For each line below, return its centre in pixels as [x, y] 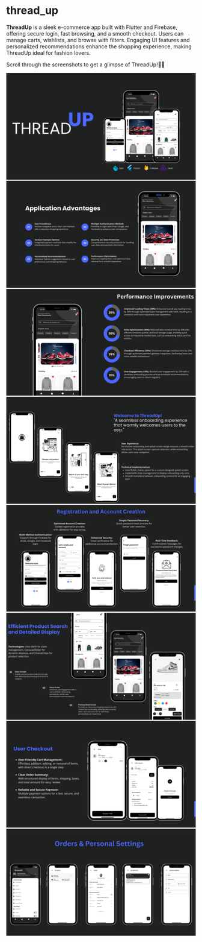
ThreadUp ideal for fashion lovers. [49, 52]
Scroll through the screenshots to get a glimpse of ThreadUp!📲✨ [86, 65]
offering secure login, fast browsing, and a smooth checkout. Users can [95, 33]
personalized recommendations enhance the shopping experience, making [99, 46]
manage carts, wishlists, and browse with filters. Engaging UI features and [98, 40]
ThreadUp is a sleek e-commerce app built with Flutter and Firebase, [92, 27]
